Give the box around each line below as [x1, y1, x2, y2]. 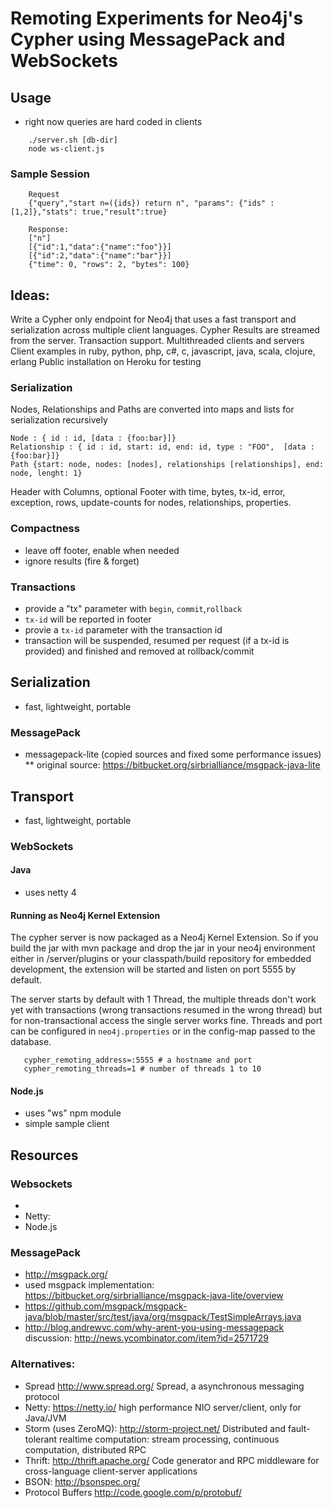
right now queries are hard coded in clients [24, 116, 203, 127]
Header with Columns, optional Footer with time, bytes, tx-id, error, [10, 486, 286, 498]
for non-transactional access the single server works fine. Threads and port [10, 1015, 323, 1027]
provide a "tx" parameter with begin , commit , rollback [24, 603, 243, 614]
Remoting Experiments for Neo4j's [10, 7, 304, 30]
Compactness [10, 522, 80, 536]
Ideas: [10, 287, 50, 304]
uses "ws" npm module [24, 1107, 122, 1119]
